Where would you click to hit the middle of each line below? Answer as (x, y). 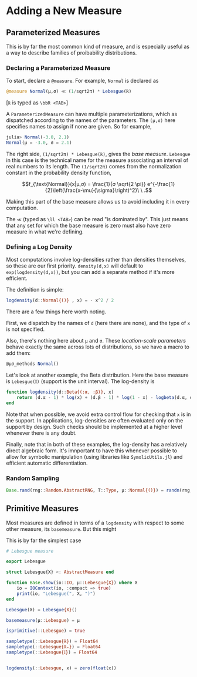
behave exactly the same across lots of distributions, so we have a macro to (98, 347)
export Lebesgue (26, 561)
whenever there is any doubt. (42, 433)
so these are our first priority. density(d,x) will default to (75, 266)
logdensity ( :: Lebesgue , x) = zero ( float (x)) (61, 668)
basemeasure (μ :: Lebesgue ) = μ (43, 620)
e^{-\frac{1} (161, 184)
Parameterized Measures (53, 33)
